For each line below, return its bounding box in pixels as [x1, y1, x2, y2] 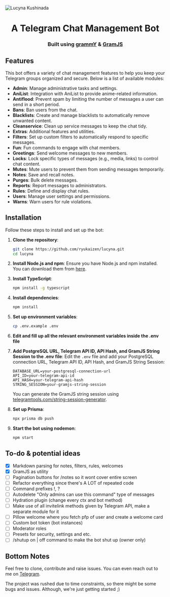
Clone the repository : [12, 236, 59, 243]
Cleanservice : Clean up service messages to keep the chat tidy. [12, 123, 147, 129]
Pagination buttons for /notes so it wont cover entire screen [12, 474, 137, 480]
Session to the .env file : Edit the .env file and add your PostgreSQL [12, 353, 154, 360]
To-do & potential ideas [5, 449, 81, 458]
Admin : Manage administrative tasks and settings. [12, 85, 118, 91]
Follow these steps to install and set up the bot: [5, 227, 104, 233]
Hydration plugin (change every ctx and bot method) [12, 497, 123, 503]
